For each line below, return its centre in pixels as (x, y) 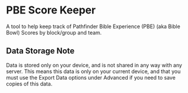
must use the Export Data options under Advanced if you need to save (91, 77)
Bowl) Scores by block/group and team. (54, 32)
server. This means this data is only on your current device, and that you (93, 71)
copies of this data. (29, 84)
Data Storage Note (40, 51)
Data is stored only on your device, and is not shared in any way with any (94, 65)
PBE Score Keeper (51, 10)
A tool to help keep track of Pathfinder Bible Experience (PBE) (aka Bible (93, 26)
